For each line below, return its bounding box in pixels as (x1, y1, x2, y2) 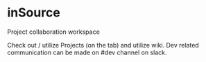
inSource (7, 5, 60, 21)
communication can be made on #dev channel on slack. (7, 48, 167, 56)
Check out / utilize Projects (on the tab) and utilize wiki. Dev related (7, 41, 199, 49)
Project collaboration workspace (7, 28, 101, 36)
